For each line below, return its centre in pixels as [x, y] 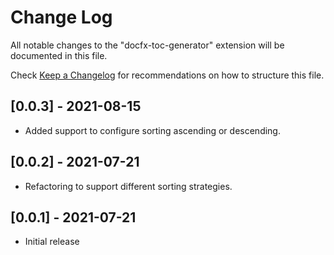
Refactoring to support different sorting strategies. [128, 186]
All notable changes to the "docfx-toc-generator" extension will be [147, 45]
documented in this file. [59, 55]
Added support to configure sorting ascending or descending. [152, 130]
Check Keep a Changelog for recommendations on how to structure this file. [167, 75]
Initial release [52, 242]
